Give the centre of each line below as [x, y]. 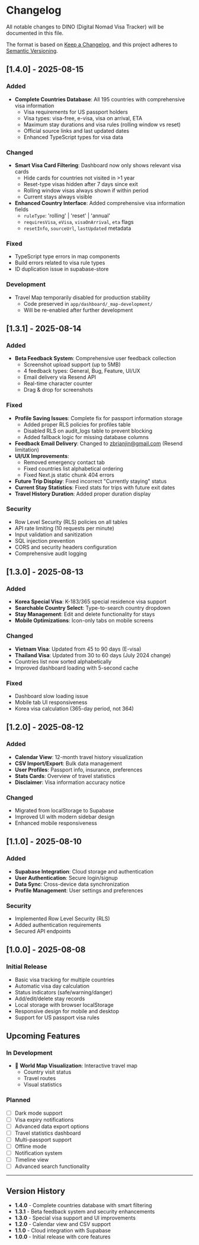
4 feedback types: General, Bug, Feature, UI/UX [82, 371]
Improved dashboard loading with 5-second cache [76, 668]
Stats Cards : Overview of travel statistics [65, 776]
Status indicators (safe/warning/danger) [64, 992]
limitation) [27, 449]
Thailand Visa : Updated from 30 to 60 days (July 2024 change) [93, 655]
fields [21, 209]
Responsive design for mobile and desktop [67, 1011]
